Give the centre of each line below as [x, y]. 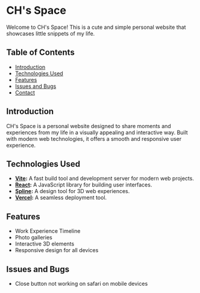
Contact [25, 92]
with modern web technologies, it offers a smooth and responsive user [94, 138]
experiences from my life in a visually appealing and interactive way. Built [97, 132]
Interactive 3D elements [45, 244]
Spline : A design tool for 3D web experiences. [72, 191]
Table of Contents [41, 53]
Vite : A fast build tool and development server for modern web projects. [105, 179]
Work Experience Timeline [48, 231]
